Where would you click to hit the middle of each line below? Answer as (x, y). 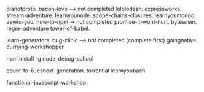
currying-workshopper (35, 47)
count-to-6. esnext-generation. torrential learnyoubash (76, 71)
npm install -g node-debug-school (50, 59)
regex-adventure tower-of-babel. (48, 28)
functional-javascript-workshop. (47, 82)
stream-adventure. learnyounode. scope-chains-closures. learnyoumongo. (101, 15)
